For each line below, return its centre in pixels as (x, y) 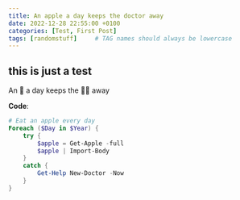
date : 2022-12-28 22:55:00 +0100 (64, 23)
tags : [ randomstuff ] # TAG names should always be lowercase (120, 38)
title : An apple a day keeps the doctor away (86, 16)
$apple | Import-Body (74, 151)
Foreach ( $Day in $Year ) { (54, 128)
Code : (19, 106)
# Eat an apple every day (52, 121)
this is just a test (50, 71)
